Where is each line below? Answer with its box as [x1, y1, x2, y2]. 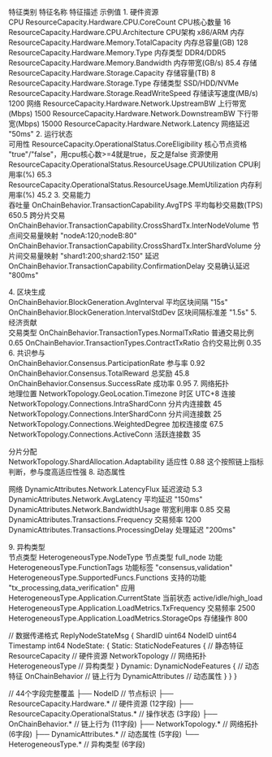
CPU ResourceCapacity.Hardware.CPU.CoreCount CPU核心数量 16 [8, 17, 231, 27]
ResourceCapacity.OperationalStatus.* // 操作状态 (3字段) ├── [8, 709, 218, 718]
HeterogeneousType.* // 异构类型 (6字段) [8, 739, 146, 749]
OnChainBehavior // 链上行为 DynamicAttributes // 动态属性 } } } [24, 672, 238, 681]
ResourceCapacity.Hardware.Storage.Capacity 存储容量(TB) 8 [8, 68, 216, 77]
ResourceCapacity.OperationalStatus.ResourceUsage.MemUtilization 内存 [8, 180, 256, 189]
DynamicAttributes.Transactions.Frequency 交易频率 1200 [8, 515, 201, 524]
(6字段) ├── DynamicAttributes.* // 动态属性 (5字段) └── [8, 729, 200, 738]
